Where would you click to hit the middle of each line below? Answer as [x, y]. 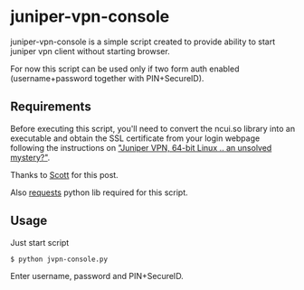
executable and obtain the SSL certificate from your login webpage [135, 138]
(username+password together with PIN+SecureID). [107, 78]
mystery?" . [30, 157]
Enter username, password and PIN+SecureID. [97, 276]
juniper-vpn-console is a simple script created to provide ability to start [142, 42]
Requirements [51, 107]
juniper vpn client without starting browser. [90, 51]
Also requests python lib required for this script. [99, 192]
